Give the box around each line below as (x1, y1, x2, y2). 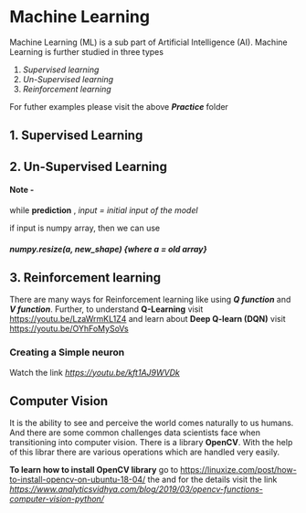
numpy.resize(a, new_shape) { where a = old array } (9, 243, 207, 254)
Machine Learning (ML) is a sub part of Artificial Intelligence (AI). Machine (9, 37, 288, 48)
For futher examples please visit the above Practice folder (9, 101, 228, 112)
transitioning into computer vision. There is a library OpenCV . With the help (9, 437, 293, 448)
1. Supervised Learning (9, 128, 143, 144)
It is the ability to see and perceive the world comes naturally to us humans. (9, 418, 294, 429)
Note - (9, 185, 35, 196)
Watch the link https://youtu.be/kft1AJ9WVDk (9, 367, 180, 378)
